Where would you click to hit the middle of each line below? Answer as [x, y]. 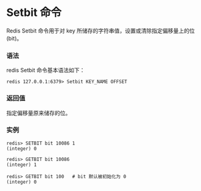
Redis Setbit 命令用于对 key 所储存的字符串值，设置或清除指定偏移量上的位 [100, 31]
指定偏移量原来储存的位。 [39, 113]
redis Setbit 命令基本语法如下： [46, 70]
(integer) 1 [21, 165]
